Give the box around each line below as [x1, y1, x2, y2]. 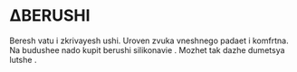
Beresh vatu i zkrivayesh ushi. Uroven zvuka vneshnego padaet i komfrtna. [9, 35, 289, 46]
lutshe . [9, 54, 37, 65]
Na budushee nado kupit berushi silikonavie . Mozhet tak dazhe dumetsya [9, 44, 285, 55]
